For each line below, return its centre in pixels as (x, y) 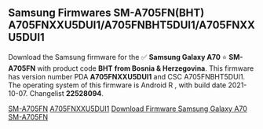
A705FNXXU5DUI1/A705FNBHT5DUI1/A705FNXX (131, 26)
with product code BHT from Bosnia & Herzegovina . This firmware (146, 68)
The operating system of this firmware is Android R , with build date (117, 85)
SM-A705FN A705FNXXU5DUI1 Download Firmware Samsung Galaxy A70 (128, 109)
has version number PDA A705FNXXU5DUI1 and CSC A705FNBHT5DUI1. (127, 76)
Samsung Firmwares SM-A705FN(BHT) (106, 13)
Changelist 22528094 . (67, 93)
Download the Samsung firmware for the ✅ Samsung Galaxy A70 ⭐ (118, 57)
